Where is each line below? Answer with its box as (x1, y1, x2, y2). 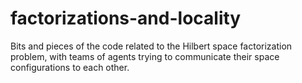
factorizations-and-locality (10, 7, 242, 30)
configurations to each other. (10, 61, 130, 73)
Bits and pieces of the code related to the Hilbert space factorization (10, 40, 293, 52)
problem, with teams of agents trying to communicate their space (10, 50, 280, 62)
